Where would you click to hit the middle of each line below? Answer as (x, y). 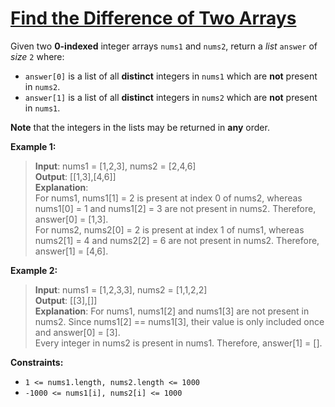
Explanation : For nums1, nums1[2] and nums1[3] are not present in (172, 311)
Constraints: (37, 362)
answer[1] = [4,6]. (71, 251)
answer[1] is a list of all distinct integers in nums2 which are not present (171, 97)
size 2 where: (37, 56)
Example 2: (34, 270)
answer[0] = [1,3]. (71, 219)
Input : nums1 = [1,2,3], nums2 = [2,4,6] (115, 166)
